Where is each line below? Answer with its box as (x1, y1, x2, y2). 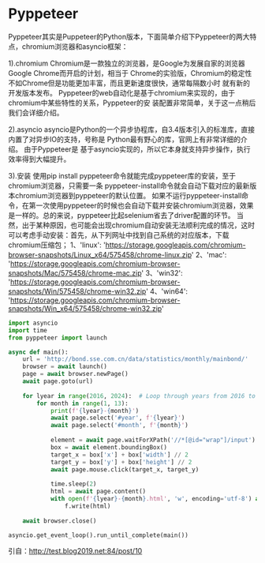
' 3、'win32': (141, 268, 183, 277)
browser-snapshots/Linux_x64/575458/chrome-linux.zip (8, 250, 192, 259)
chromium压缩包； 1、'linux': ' (8, 240, 106, 250)
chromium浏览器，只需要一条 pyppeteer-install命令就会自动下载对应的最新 (8, 181, 250, 190)
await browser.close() (22, 516, 97, 525)
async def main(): (8, 348, 69, 356)
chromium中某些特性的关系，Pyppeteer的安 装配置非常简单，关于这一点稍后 (8, 98, 256, 107)
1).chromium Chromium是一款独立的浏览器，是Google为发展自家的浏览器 (8, 58, 246, 68)
